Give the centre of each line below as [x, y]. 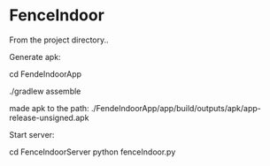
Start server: [32, 134]
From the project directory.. [59, 40]
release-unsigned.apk [49, 117]
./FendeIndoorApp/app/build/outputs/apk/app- [176, 108]
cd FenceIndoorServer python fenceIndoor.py [93, 152]
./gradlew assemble [45, 91]
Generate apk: [35, 57]
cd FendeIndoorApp [46, 74]
